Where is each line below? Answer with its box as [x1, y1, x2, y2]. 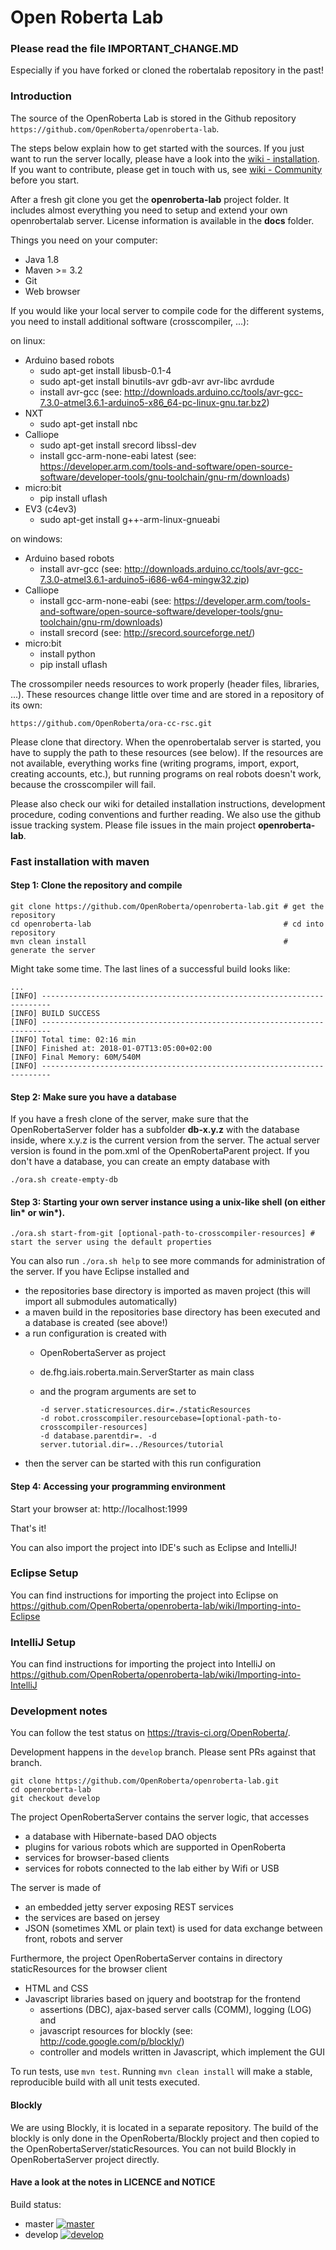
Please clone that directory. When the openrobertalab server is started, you [10, 736, 322, 748]
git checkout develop [10, 1794, 101, 1804]
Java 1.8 [24, 253, 60, 265]
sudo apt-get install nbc [39, 417, 138, 430]
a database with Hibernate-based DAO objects [24, 1831, 217, 1843]
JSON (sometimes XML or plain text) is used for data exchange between [24, 1922, 323, 1935]
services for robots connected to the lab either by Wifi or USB [24, 1862, 280, 1875]
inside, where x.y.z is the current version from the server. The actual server [10, 1134, 320, 1146]
